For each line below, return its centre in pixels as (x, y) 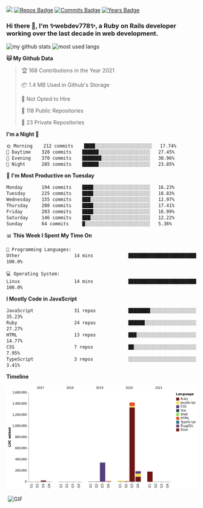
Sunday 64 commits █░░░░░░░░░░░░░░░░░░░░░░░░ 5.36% (89, 224)
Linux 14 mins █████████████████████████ (101, 282)
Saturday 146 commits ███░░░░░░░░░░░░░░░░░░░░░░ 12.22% (90, 218)
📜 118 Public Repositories (52, 111)
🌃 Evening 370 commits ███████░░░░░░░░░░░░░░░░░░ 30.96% (90, 158)
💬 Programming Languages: (39, 250)
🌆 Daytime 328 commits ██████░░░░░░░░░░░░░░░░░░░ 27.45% (90, 152)
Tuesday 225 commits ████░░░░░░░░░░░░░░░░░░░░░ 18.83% (90, 194)
